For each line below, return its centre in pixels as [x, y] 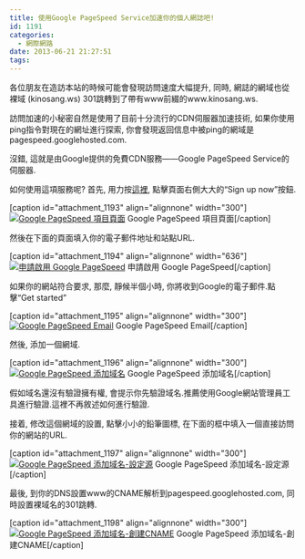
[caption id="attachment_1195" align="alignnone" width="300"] [128, 316]
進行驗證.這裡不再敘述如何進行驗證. [83, 404]
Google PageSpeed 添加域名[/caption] [199, 373]
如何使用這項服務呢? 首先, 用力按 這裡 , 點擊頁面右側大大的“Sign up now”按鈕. [153, 189]
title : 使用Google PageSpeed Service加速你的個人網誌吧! [112, 18]
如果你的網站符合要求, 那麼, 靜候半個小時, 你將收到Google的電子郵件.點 [142, 286]
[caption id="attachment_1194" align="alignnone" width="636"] [128, 256]
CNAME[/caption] [50, 545]
